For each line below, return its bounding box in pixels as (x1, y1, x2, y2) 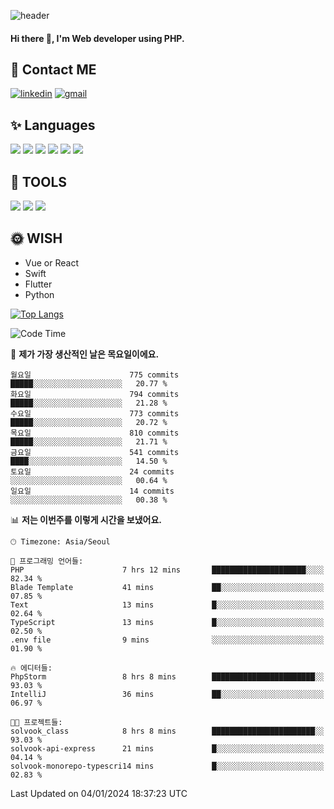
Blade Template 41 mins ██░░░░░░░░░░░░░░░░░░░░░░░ (10, 582, 325, 592)
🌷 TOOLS (10, 173, 68, 190)
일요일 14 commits (10, 486, 175, 496)
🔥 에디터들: (10, 663, 53, 673)
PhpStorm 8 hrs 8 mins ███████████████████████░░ (10, 671, 325, 682)
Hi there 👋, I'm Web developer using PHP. (10, 32, 185, 44)
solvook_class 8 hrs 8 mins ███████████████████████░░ (10, 726, 325, 736)
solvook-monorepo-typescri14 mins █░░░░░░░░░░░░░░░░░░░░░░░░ (10, 761, 325, 771)
